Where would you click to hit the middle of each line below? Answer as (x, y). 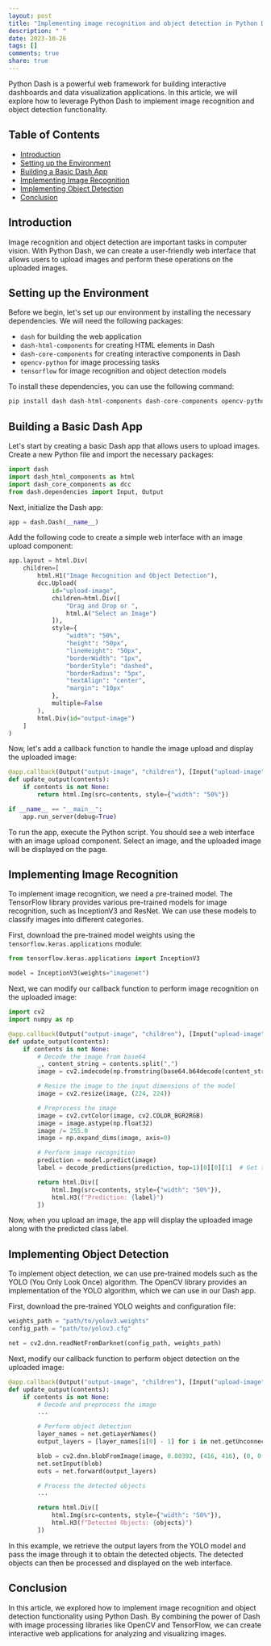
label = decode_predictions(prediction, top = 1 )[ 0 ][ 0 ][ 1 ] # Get (148, 1168)
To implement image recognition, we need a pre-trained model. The (121, 894)
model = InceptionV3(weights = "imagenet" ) (79, 973)
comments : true (34, 53)
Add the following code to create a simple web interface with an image (126, 537)
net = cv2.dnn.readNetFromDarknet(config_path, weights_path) (115, 1343)
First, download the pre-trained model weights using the (102, 935)
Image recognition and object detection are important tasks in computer (128, 242)
